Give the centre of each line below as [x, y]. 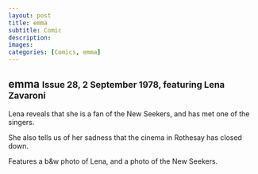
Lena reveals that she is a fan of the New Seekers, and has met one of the [129, 113]
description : [30, 38]
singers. [21, 122]
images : [21, 45]
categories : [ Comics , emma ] [55, 52]
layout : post [30, 15]
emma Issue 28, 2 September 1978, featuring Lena [116, 84]
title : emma [28, 23]
